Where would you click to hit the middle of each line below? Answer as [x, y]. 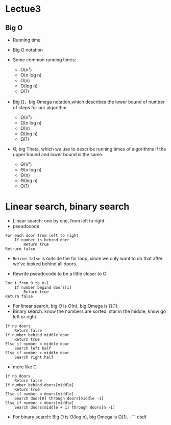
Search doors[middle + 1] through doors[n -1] [65, 407]
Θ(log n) [29, 181]
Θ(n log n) [31, 170]
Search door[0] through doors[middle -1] [59, 398]
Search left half [33, 348]
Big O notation [28, 50]
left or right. [25, 316]
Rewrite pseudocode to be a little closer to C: [60, 273]
